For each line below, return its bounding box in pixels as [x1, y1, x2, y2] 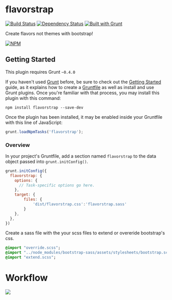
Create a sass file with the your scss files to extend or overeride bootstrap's [5, 230, 165, 236]
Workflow [5, 272, 48, 284]
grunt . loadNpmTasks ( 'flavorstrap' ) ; [5, 129, 83, 134]
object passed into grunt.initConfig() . [5, 158, 89, 164]
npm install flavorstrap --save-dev [5, 105, 83, 110]
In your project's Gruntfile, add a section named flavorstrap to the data [5, 153, 157, 159]
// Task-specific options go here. [18, 183, 95, 188]
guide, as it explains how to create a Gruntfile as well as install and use [5, 84, 155, 90]
